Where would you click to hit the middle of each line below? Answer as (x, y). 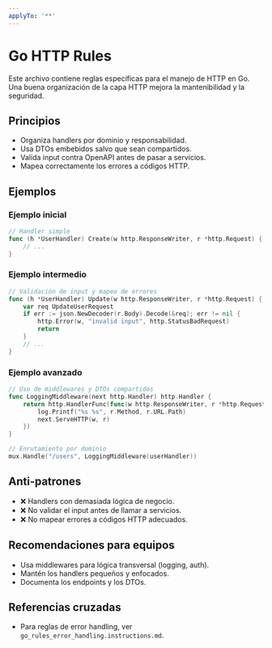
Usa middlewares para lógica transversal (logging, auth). (115, 565)
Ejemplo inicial (38, 214)
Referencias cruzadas (65, 607)
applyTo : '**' (32, 16)
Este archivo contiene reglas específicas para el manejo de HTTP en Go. (129, 78)
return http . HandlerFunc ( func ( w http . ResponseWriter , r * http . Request (144, 404)
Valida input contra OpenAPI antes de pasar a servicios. (113, 158)
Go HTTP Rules (60, 55)
